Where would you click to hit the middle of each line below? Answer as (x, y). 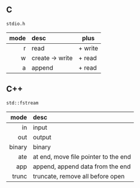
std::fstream (22, 103)
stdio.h (16, 23)
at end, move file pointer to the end (82, 157)
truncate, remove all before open (79, 176)
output (42, 137)
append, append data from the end (82, 166)
